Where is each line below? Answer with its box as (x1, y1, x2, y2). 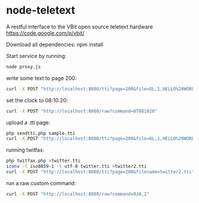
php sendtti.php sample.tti (6, 130, 76, 136)
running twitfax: (6, 146, 44, 154)
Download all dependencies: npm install (6, 41, 104, 48)
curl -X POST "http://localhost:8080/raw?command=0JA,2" (6, 191, 150, 197)
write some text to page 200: (6, 75, 77, 82)
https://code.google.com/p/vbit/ (6, 29, 85, 36)
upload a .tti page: (6, 119, 50, 126)
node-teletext (6, 4, 75, 17)
